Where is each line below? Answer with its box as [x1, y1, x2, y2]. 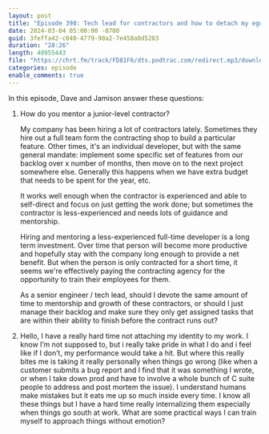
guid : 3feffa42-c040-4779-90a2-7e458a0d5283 [8, 34, 159, 42]
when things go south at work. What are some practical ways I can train [19, 408, 257, 417]
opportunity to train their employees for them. [19, 274, 171, 284]
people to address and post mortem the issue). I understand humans [19, 382, 247, 392]
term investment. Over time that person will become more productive [19, 240, 248, 250]
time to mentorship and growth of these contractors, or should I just [19, 298, 243, 308]
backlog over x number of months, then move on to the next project [19, 158, 243, 168]
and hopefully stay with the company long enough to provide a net [19, 249, 239, 259]
